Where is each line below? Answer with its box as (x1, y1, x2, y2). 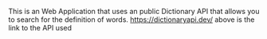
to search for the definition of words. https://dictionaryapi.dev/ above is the (8, 15, 255, 24)
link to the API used (8, 23, 73, 32)
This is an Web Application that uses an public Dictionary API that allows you (8, 7, 260, 16)
